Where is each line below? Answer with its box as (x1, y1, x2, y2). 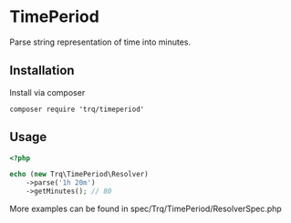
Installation (9, 63, 75, 78)
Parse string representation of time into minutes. (9, 36, 192, 47)
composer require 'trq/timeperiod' (9, 105, 145, 114)
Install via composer (9, 86, 86, 97)
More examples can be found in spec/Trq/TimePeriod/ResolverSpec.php (9, 203, 283, 215)
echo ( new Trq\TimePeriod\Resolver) (9, 170, 149, 179)
